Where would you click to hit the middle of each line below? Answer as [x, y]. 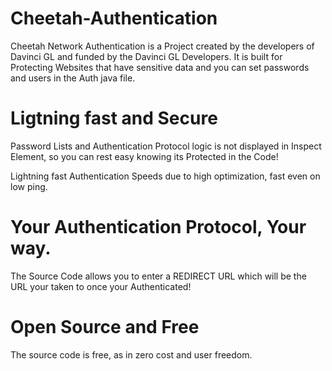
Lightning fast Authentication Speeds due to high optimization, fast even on [165, 176]
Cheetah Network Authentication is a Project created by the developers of [162, 46]
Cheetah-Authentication [114, 18]
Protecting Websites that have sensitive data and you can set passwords [160, 67]
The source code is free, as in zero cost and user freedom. [131, 354]
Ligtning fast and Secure [114, 118]
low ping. [29, 186]
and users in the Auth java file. [73, 78]
